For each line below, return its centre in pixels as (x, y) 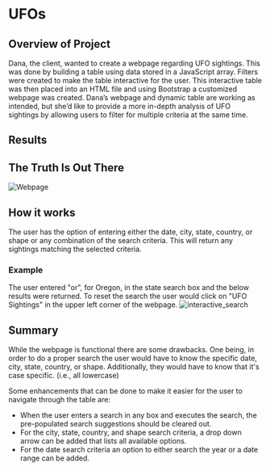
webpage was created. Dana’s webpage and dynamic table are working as (132, 97)
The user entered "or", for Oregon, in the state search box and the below (129, 288)
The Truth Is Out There (66, 168)
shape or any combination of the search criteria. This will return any (121, 241)
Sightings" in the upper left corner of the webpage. (93, 305)
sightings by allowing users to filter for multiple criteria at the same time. (128, 115)
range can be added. (55, 458)
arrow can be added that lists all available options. (103, 441)
